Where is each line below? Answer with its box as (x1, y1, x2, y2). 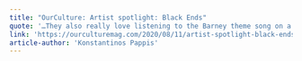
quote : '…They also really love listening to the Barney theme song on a (9, 22, 292, 30)
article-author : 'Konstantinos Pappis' (9, 38, 159, 48)
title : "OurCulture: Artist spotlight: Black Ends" (9, 13, 207, 22)
